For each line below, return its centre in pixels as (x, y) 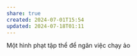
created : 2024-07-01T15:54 (45, 20)
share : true (24, 13)
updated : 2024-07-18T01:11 (45, 26)
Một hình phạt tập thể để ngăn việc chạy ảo (68, 46)
